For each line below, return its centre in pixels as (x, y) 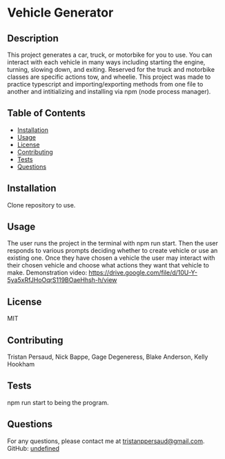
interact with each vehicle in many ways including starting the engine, (106, 62)
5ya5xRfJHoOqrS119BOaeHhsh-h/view (62, 280)
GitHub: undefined (33, 448)
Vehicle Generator (60, 13)
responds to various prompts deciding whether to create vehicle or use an (112, 251)
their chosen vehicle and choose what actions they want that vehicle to (108, 265)
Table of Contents (47, 113)
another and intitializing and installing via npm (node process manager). (109, 92)
